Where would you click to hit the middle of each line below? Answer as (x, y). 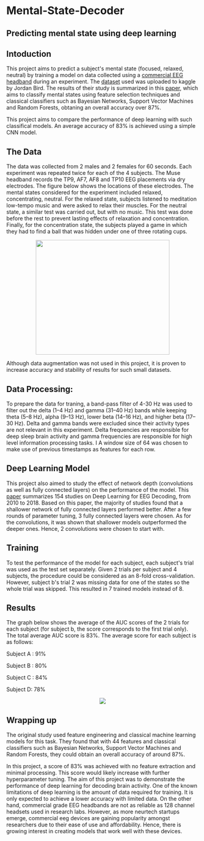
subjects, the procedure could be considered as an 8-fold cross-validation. (101, 576)
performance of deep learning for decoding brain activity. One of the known (102, 786)
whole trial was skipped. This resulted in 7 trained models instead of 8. (95, 588)
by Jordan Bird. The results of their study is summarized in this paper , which (102, 88)
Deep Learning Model (48, 469)
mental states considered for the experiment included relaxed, (85, 193)
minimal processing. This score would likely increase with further (88, 773)
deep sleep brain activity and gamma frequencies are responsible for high (99, 436)
